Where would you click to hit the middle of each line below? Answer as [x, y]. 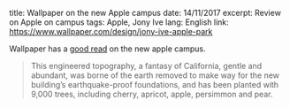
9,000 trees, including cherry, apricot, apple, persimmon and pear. [152, 94]
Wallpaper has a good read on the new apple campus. [107, 49]
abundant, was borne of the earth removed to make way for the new [155, 75]
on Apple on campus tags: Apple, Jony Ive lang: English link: [119, 22]
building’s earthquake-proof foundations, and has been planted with [155, 85]
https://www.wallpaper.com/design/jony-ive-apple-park [111, 31]
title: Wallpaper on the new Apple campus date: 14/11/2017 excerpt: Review [145, 13]
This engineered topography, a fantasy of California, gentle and [146, 66]
